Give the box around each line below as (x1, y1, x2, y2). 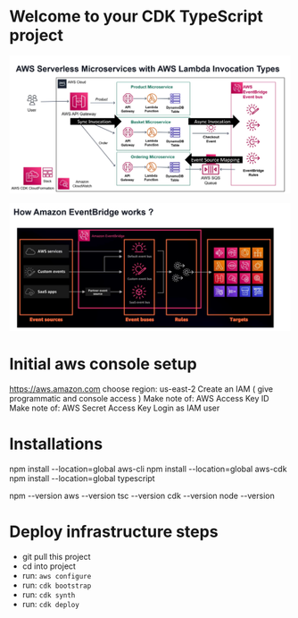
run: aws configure (21, 570, 92, 580)
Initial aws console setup (9, 354, 198, 375)
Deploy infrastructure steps (9, 521, 219, 542)
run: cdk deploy (21, 598, 80, 609)
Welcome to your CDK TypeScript (9, 6, 263, 27)
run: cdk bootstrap (21, 580, 92, 590)
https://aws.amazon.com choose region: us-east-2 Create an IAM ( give (9, 383, 274, 394)
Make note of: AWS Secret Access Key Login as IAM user (9, 402, 220, 413)
